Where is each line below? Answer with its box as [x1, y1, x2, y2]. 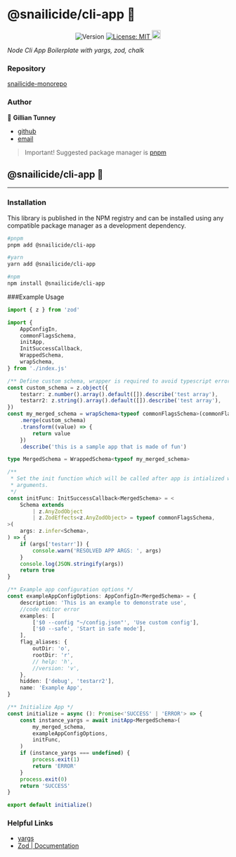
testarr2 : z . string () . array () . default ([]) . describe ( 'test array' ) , [20, 397, 221, 405]
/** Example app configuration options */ [7, 586, 133, 593]
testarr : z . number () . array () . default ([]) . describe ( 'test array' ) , [20, 390, 218, 397]
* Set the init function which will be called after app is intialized [10, 475, 225, 482]
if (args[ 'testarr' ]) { [20, 541, 90, 548]
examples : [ [20, 612, 55, 619]
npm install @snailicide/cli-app [7, 280, 105, 288]
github [17, 127, 37, 135]
